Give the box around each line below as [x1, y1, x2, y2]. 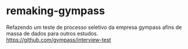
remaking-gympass [6, 4, 105, 18]
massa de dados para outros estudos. [6, 30, 99, 37]
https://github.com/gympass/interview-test [6, 36, 111, 43]
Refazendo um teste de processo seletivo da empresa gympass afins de [6, 24, 182, 31]
